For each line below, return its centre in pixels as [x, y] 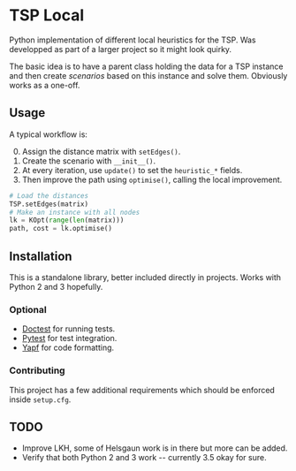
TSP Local [47, 15]
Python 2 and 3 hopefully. [56, 286]
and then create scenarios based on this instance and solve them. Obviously [148, 75]
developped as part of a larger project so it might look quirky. [121, 49]
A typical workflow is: [49, 134]
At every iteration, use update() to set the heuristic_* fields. [132, 170]
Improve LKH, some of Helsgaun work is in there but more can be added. [155, 448]
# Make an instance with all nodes [75, 212]
